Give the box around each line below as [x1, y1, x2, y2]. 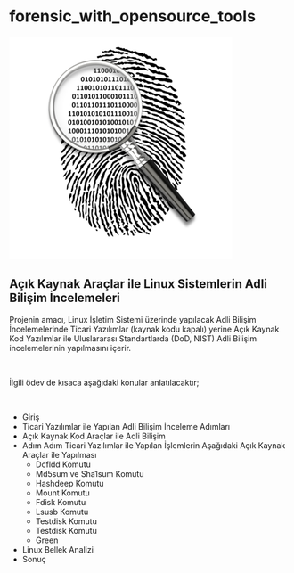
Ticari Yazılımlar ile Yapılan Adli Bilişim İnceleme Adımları [21, 421, 230, 431]
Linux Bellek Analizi [21, 544, 94, 554]
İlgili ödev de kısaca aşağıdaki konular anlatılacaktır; [9, 377, 200, 388]
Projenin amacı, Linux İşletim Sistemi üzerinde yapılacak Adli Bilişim [9, 314, 257, 324]
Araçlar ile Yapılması [21, 449, 97, 460]
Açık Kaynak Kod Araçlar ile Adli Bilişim [21, 430, 167, 441]
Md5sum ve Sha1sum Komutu [35, 468, 144, 479]
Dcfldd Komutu [35, 459, 91, 470]
